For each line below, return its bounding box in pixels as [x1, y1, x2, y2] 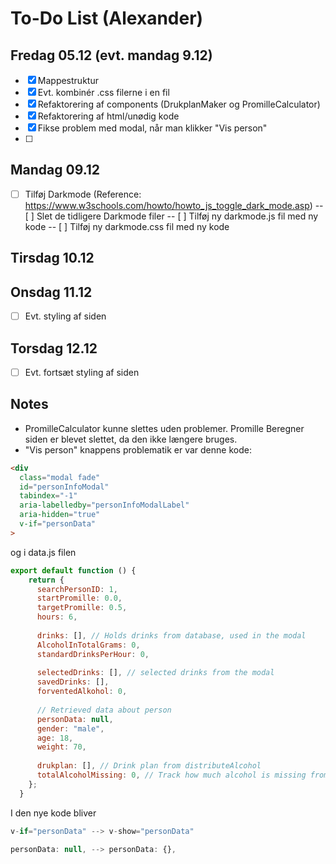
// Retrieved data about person [36, 705, 172, 715]
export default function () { [10, 565, 137, 576]
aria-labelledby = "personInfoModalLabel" [19, 500, 190, 511]
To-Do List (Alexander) [10, 7, 204, 30]
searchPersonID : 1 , [36, 584, 118, 594]
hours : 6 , [36, 612, 78, 622]
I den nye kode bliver [10, 807, 97, 819]
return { [28, 575, 65, 585]
